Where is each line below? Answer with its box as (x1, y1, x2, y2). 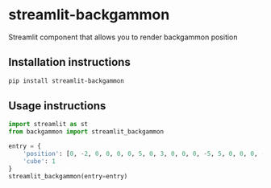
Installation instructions (8, 55, 131, 69)
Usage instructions (8, 99, 106, 113)
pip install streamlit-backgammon (8, 76, 125, 85)
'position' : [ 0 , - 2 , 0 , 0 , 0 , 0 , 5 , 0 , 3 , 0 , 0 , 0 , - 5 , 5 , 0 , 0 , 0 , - (23, 150, 265, 158)
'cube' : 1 (23, 157, 56, 166)
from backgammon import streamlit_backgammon (8, 128, 164, 136)
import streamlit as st (8, 121, 89, 129)
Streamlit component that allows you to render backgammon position (8, 32, 238, 42)
